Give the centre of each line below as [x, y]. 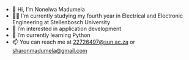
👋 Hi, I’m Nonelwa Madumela [49, 9]
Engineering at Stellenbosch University [61, 22]
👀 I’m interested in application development [67, 28]
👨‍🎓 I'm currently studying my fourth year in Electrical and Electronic [98, 16]
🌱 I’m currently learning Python [51, 35]
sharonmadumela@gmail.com [50, 51]
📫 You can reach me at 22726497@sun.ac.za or [74, 42]
